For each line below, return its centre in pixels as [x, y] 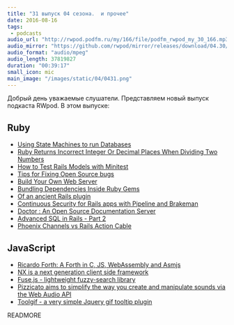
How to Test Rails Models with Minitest [73, 167]
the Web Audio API [44, 294]
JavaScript [31, 248]
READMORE [24, 315]
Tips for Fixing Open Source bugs [66, 174]
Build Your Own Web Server [57, 181]
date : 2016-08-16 [32, 20]
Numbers [31, 159]
